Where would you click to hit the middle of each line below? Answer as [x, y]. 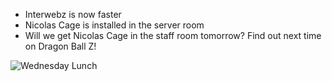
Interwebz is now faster [73, 14]
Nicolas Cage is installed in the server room [114, 25]
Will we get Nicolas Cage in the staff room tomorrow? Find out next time [173, 35]
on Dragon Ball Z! [60, 46]
